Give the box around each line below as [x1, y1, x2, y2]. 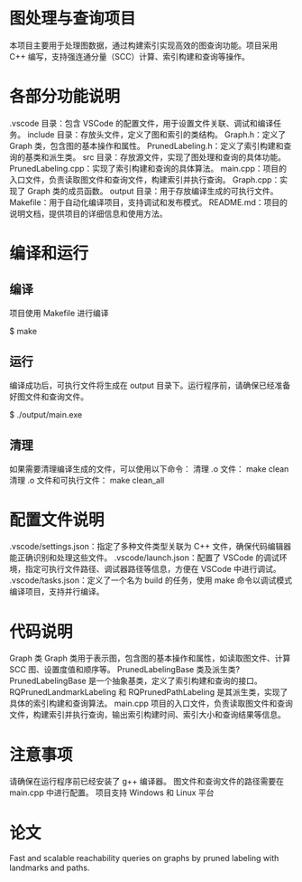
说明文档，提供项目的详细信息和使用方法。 [9, 208, 168, 219]
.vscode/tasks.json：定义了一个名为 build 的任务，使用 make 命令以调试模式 [9, 575, 293, 586]
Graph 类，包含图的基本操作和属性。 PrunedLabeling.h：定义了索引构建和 [9, 140, 284, 151]
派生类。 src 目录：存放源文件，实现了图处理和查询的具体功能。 [48, 151, 287, 163]
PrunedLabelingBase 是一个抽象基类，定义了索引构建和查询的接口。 [9, 675, 263, 687]
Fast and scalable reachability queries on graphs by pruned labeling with [9, 853, 279, 864]
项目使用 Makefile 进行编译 [9, 307, 110, 318]
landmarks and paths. [9, 862, 90, 873]
